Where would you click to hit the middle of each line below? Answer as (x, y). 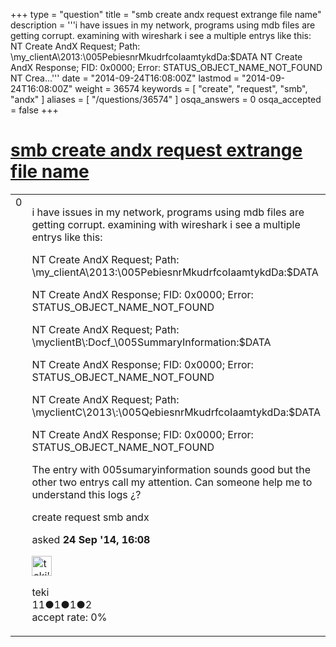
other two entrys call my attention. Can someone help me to (172, 482)
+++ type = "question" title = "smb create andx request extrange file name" (166, 14)
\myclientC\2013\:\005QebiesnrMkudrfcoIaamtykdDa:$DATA (176, 412)
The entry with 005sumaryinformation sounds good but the (171, 469)
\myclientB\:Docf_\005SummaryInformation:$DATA (151, 342)
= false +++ (34, 110)
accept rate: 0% (69, 617)
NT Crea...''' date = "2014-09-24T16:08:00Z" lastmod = (125, 78)
